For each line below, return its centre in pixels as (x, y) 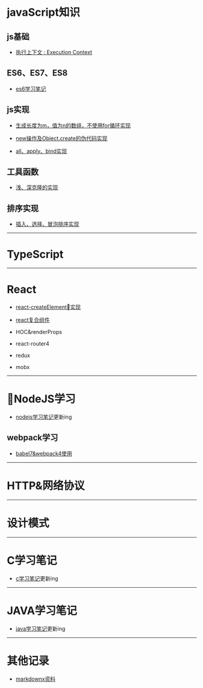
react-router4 (33, 344)
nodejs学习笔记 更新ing (44, 417)
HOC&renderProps (39, 332)
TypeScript (35, 255)
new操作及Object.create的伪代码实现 (61, 138)
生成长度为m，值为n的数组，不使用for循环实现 (73, 125)
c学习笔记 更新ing (37, 578)
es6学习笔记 (31, 89)
